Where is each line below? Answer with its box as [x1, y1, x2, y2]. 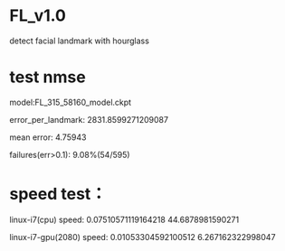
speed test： [9, 184, 107, 204]
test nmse [9, 67, 86, 88]
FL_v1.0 [9, 5, 66, 26]
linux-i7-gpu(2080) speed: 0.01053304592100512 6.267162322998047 [9, 231, 276, 242]
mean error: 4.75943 [9, 132, 87, 143]
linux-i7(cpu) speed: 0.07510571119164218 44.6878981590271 [9, 214, 240, 225]
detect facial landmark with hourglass [9, 35, 149, 46]
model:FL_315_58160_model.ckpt [9, 97, 132, 107]
